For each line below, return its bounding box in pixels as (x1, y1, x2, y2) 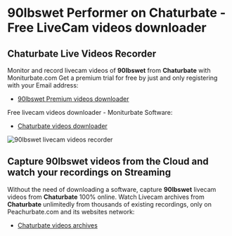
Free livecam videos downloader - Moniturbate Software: (7, 109, 173, 116)
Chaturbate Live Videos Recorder (7, 48, 157, 60)
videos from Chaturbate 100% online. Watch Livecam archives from (7, 193, 205, 201)
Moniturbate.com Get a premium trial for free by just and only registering (7, 74, 218, 82)
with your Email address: (7, 81, 79, 89)
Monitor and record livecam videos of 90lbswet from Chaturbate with (7, 67, 211, 74)
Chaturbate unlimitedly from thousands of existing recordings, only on (7, 200, 212, 208)
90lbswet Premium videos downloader (17, 95, 129, 103)
